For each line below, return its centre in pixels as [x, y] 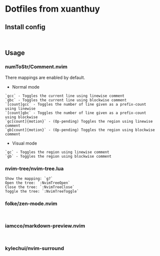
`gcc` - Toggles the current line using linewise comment [65, 96]
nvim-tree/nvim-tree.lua [34, 168]
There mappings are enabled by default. [45, 77]
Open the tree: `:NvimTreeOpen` [38, 183]
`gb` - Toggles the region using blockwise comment [58, 156]
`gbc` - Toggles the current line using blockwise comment [66, 100]
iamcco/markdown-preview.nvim [45, 226]
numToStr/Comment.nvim [36, 67]
